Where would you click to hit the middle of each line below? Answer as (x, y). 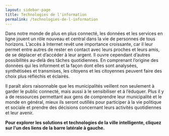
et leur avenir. (19, 113)
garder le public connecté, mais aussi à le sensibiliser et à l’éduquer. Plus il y (84, 92)
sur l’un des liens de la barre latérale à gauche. (55, 128)
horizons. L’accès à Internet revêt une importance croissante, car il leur (79, 44)
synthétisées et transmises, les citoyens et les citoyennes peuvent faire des (84, 71)
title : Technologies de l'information (46, 15)
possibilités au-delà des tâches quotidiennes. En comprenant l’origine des (82, 60)
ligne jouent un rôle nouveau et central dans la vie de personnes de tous (80, 39)
